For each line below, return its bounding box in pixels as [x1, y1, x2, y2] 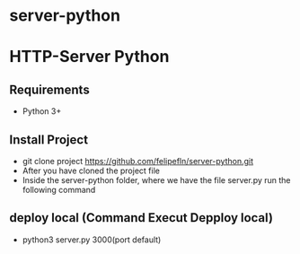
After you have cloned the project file [22, 165, 160, 176]
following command [22, 185, 96, 195]
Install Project [9, 132, 88, 147]
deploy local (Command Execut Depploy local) [9, 210, 274, 225]
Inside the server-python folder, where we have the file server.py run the [22, 175, 291, 185]
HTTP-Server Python [9, 47, 170, 67]
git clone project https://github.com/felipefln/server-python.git [22, 156, 254, 166]
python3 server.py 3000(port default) [22, 234, 162, 245]
